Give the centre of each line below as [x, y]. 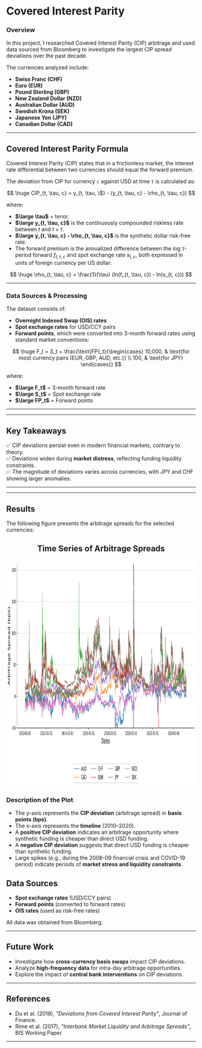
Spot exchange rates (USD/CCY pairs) [63, 898]
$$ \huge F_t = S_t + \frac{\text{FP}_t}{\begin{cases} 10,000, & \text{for [101, 352]
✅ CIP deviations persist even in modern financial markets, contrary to [93, 445]
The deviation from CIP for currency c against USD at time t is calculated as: [101, 182]
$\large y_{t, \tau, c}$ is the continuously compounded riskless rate [99, 223]
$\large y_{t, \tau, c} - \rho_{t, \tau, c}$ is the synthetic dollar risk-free [103, 236]
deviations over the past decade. [47, 56]
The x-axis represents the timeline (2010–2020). [75, 826]
